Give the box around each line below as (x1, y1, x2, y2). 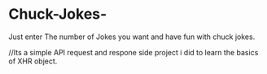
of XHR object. (8, 56, 58, 66)
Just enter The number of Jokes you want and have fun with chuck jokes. (8, 32, 256, 41)
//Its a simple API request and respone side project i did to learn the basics (8, 47, 259, 57)
